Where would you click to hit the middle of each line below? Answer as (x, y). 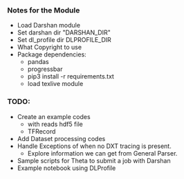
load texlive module (55, 84)
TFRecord (42, 131)
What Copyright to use (49, 48)
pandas (38, 62)
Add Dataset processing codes (61, 138)
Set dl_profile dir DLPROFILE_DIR (64, 40)
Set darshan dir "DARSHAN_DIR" (64, 32)
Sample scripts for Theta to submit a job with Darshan (94, 160)
